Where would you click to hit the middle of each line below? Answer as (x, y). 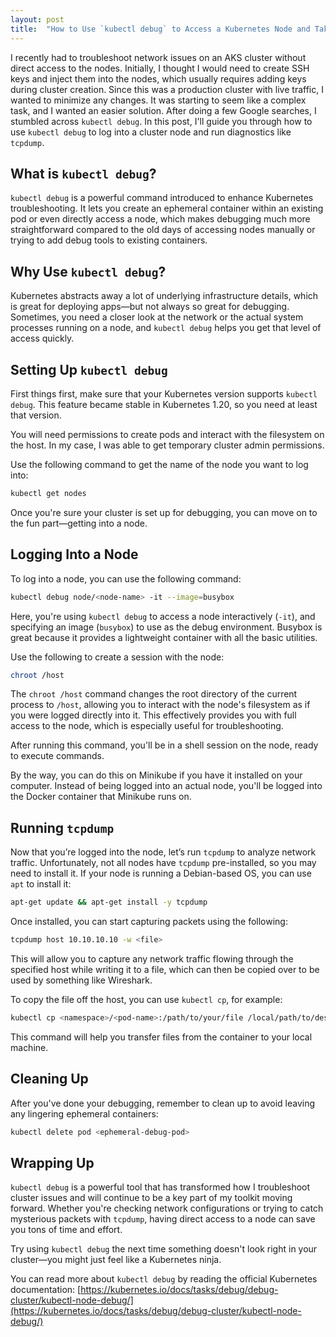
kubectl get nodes (48, 493)
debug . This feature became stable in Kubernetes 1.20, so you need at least (164, 404)
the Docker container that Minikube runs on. (101, 797)
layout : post (37, 19)
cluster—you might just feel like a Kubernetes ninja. (116, 1260)
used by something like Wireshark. (81, 980)
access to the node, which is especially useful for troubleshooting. (147, 726)
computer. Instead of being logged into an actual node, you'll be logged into (166, 786)
